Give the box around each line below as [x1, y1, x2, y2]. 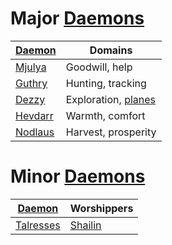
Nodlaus [15, 125, 55, 139]
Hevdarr [15, 108, 54, 122]
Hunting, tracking [65, 76, 147, 90]
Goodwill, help [65, 60, 133, 74]
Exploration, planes [65, 92, 157, 106]
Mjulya [15, 60, 47, 74]
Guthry [15, 76, 48, 90]
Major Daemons [10, 7, 145, 30]
